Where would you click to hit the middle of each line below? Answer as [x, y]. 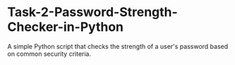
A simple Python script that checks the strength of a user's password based [118, 46]
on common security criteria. [49, 54]
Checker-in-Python [66, 27]
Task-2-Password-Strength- [92, 12]
